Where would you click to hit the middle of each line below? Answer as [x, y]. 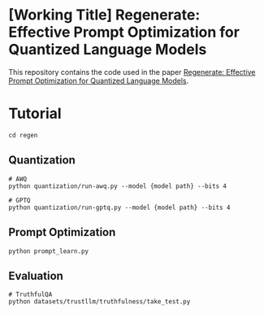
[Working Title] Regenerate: [104, 15]
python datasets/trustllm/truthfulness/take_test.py [100, 302]
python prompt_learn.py [49, 251]
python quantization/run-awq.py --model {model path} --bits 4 [118, 186]
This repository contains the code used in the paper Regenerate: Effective [132, 72]
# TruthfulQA [30, 294]
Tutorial [35, 113]
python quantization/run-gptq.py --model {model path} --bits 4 [119, 207]
